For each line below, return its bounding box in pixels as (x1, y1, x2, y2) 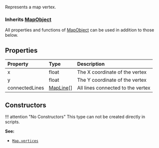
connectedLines (7, 85, 45, 91)
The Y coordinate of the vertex (77, 77, 147, 84)
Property (7, 60, 29, 67)
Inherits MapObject (5, 16, 52, 23)
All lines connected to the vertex (77, 85, 151, 91)
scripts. (5, 118, 20, 125)
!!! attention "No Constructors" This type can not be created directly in (5, 114, 145, 119)
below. (5, 32, 18, 38)
